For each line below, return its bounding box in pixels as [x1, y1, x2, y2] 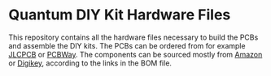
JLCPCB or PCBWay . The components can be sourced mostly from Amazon [8, 49, 263, 59]
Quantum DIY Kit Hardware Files [8, 6, 231, 24]
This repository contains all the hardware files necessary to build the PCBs [8, 32, 259, 42]
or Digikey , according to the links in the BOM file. [8, 58, 173, 68]
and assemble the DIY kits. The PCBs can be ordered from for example [8, 40, 246, 50]
